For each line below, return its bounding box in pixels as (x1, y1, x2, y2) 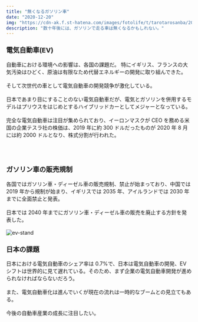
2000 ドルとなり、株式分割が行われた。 (22, 131, 120, 139)
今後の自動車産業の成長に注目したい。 (6, 310, 99, 317)
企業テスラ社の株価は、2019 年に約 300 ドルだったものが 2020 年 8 (16, 124, 181, 131)
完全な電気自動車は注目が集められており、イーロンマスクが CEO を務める (6, 116, 184, 124)
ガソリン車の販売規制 (6, 166, 72, 174)
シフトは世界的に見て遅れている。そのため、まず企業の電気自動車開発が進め (6, 268, 192, 275)
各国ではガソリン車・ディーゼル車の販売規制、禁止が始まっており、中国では (6, 180, 191, 188)
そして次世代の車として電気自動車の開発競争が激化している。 (6, 82, 156, 89)
